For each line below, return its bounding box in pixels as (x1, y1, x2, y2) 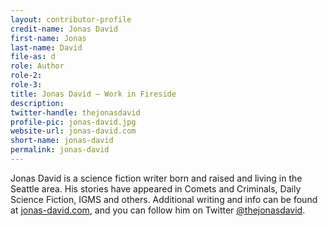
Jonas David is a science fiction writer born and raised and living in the (10, 172, 303, 184)
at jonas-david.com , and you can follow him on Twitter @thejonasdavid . (10, 204, 306, 216)
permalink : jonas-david (10, 145, 110, 155)
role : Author (10, 61, 65, 71)
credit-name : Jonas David (10, 24, 118, 34)
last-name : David (10, 42, 83, 53)
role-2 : (10, 71, 43, 81)
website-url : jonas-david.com (10, 126, 137, 136)
